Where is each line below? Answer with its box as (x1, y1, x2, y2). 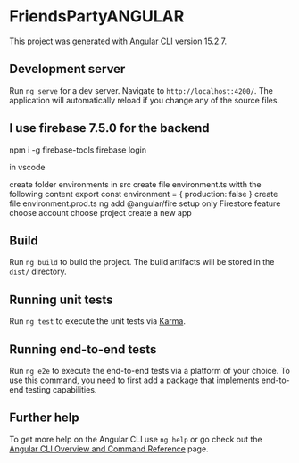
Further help (9, 410, 80, 426)
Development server (9, 62, 126, 77)
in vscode (9, 161, 46, 172)
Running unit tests (9, 292, 113, 307)
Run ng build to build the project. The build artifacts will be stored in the (9, 257, 275, 268)
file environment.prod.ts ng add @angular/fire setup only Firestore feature (9, 198, 281, 209)
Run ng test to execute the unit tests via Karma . (9, 316, 186, 327)
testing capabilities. (25, 384, 97, 394)
